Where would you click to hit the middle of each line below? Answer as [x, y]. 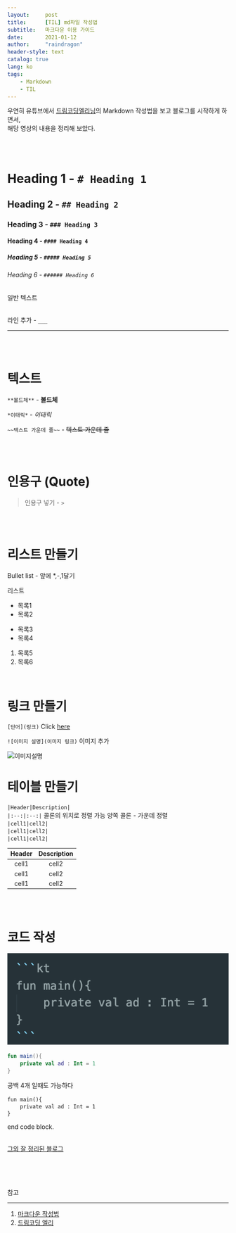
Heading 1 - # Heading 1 [77, 178]
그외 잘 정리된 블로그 [35, 1149]
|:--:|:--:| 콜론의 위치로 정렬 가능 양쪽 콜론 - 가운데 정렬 [88, 815]
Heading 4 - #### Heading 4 [48, 241]
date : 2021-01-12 [42, 37]
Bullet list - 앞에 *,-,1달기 [41, 575]
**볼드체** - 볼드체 [33, 399]
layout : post [33, 15]
